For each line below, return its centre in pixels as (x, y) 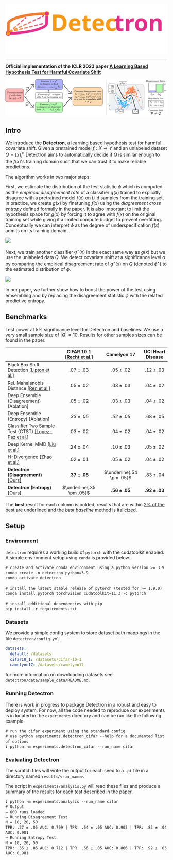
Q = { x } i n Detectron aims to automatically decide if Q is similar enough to (83, 155)
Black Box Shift (23, 365)
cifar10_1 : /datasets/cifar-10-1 (46, 659)
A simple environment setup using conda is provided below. (68, 557)
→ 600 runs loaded (25, 812)
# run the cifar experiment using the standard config (65, 731)
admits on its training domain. (37, 230)
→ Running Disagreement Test (37, 817)
